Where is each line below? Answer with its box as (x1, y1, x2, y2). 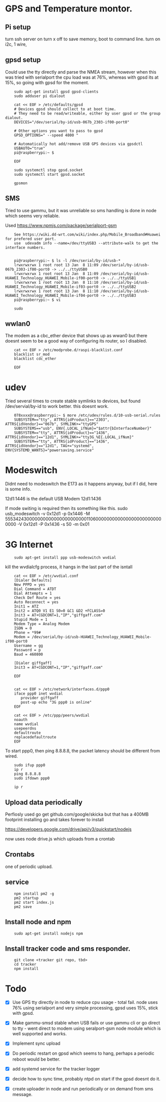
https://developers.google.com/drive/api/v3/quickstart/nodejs (5, 826, 132, 832)
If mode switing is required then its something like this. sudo (5, 505, 128, 511)
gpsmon (14, 180, 28, 186)
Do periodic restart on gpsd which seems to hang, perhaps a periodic (12, 1050, 155, 1056)
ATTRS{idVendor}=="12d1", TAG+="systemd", (5, 444, 94, 449)
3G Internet (5, 539, 53, 550)
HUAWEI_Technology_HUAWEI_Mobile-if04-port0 (5, 293, 99, 298)
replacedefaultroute (14, 735, 56, 740)
